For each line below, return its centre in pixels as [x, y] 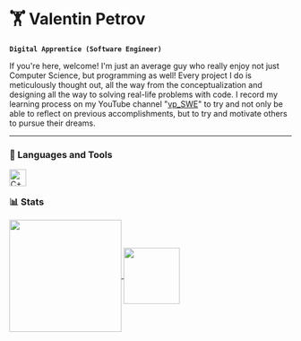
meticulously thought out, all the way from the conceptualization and [136, 84]
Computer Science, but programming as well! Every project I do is [131, 75]
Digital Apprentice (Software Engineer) [86, 49]
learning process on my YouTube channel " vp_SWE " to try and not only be [146, 104]
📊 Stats [27, 202]
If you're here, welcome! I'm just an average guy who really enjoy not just [144, 66]
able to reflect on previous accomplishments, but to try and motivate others [149, 113]
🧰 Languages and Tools [61, 154]
